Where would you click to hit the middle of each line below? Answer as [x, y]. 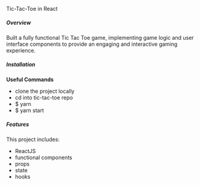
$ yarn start [29, 110]
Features [18, 124]
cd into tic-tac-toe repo [44, 97]
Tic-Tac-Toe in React [32, 9]
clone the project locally [45, 91]
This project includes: [33, 139]
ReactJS [25, 151]
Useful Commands [30, 79]
